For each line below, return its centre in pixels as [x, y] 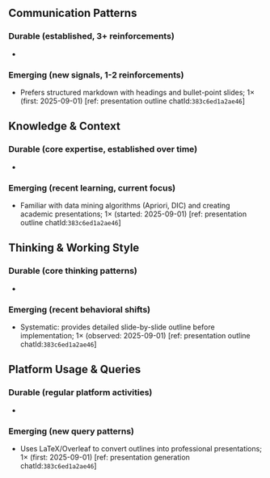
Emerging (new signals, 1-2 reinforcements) [96, 74]
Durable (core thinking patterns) [73, 271]
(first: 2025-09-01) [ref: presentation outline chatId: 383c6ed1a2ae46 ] [132, 101]
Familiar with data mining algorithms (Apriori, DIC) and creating [125, 205]
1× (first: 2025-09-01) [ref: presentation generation [105, 457]
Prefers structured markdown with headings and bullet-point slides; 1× [137, 92]
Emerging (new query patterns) [72, 431]
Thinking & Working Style [74, 248]
